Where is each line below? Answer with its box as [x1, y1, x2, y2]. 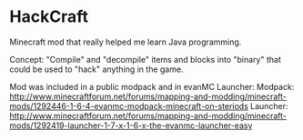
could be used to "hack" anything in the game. [9, 64, 184, 75]
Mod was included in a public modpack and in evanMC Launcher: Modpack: [9, 81, 295, 92]
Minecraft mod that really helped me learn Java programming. [9, 36, 242, 47]
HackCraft [9, 6, 89, 27]
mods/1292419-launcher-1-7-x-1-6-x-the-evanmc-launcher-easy [9, 120, 253, 131]
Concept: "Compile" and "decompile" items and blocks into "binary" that [9, 54, 282, 65]
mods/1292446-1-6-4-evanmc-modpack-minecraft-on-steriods [9, 100, 248, 111]
